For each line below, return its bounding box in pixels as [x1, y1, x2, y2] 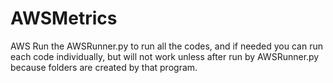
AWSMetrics [10, 7, 118, 30]
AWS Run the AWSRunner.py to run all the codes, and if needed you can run [10, 40, 323, 52]
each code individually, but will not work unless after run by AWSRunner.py [10, 50, 320, 62]
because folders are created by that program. [10, 61, 198, 73]
